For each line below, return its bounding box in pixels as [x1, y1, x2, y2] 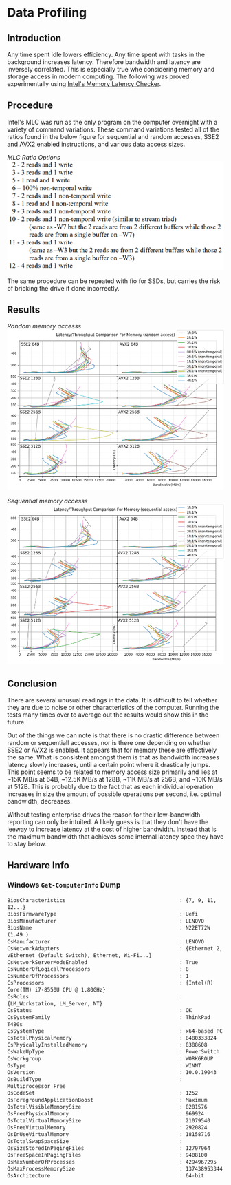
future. [7, 717, 26, 726]
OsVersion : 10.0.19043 [7, 1069, 217, 1076]
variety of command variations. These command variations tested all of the [7, 125, 220, 134]
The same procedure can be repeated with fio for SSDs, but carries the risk [7, 277, 221, 285]
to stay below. [7, 839, 47, 848]
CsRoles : [7, 993, 184, 1000]
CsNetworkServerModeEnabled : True [7, 958, 198, 965]
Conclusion [7, 678, 58, 689]
